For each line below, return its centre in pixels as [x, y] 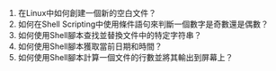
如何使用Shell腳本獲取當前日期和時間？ [90, 46]
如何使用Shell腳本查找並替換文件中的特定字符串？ [110, 35]
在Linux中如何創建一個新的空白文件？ [87, 13]
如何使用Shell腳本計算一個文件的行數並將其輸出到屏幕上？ [125, 57]
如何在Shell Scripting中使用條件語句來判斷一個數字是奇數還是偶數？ [143, 24]
